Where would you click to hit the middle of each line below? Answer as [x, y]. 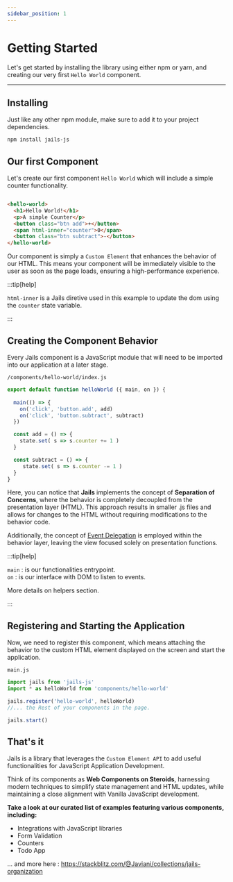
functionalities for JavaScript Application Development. [86, 766]
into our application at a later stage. [58, 365]
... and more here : [34, 864]
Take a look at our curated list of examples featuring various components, [115, 808]
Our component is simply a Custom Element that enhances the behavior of [112, 256]
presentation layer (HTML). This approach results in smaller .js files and [109, 507]
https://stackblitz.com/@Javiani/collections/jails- [131, 864]
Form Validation [40, 836]
